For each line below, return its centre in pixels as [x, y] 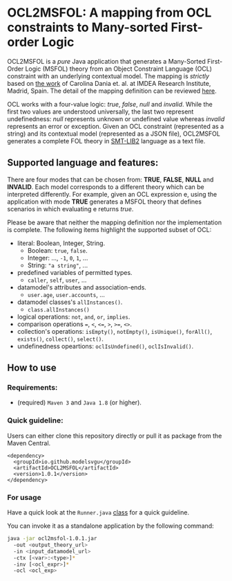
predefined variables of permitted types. [75, 272]
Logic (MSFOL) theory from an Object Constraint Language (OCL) [119, 69]
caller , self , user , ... [57, 280]
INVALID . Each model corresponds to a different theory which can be [106, 187]
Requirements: [32, 388]
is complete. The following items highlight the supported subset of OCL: [109, 229]
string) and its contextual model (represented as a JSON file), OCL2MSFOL [114, 134]
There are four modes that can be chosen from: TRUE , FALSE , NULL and [110, 179]
